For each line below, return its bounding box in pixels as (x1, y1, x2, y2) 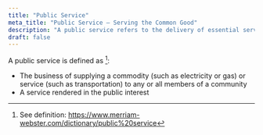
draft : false (8, 33, 51, 41)
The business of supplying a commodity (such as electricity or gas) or (19, 71, 247, 80)
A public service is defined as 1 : (8, 55, 110, 65)
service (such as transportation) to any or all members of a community (19, 79, 247, 88)
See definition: (19, 110, 67, 119)
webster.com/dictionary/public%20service (19, 118, 157, 127)
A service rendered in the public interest (19, 87, 150, 97)
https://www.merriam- (67, 110, 140, 119)
